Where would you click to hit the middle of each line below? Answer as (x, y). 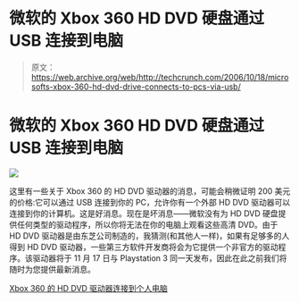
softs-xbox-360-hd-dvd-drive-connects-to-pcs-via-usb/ (136, 87)
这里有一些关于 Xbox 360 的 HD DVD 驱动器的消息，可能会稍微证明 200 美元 (150, 191)
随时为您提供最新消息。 (52, 269)
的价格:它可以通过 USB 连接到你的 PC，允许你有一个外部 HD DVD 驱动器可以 (150, 202)
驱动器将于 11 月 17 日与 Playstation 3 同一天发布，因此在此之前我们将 (160, 258)
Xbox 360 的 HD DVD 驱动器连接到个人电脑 (88, 288)
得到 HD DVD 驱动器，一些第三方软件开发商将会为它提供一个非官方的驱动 (144, 247)
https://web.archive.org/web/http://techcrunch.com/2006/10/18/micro (160, 77)
